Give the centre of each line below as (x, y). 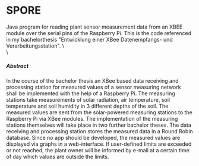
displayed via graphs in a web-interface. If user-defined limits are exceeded (99, 144)
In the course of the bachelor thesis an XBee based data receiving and (93, 80)
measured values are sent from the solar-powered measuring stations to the (99, 112)
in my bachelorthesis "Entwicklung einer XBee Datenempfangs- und (90, 39)
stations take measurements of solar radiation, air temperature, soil (88, 99)
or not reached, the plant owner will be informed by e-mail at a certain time (98, 150)
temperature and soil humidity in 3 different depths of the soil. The (87, 106)
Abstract (17, 65)
